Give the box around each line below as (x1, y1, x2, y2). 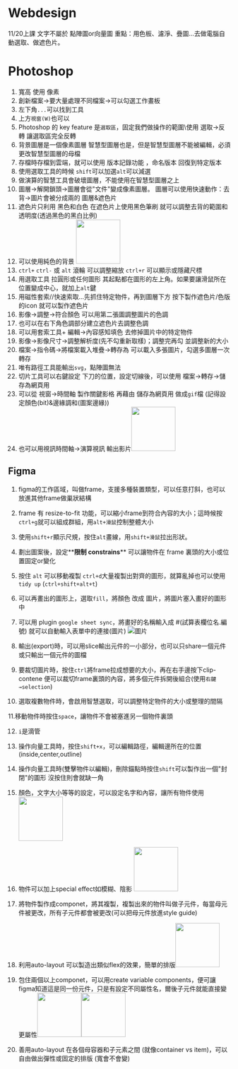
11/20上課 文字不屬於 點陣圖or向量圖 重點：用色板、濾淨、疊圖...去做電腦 (8, 29, 220, 37)
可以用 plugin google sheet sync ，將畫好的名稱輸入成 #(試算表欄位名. (18, 618, 221, 626)
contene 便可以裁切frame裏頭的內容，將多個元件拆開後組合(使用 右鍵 (18, 674, 217, 683)
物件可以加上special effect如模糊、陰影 (18, 885, 133, 893)
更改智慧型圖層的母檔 (18, 149, 81, 158)
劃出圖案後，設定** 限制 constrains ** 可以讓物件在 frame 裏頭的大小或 (18, 548, 223, 556)
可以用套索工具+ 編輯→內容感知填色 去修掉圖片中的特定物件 (18, 327, 194, 336)
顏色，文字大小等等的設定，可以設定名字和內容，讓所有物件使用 (18, 788, 204, 796)
